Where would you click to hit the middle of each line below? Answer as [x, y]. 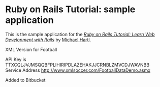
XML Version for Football [31, 49]
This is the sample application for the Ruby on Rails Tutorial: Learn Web [80, 34]
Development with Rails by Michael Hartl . [48, 40]
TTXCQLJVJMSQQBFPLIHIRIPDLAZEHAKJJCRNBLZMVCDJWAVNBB [77, 65]
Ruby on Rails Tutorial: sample [70, 9]
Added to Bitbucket [25, 80]
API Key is [16, 59]
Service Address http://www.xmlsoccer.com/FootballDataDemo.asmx [78, 70]
